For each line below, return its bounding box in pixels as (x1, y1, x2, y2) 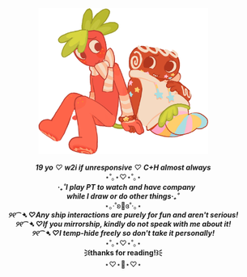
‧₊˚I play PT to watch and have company (57, 182, 196, 191)
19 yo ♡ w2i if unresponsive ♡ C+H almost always (35, 162, 211, 172)
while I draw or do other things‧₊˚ (66, 191, 180, 201)
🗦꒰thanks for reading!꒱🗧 (79, 247, 167, 258)
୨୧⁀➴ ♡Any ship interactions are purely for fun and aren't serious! (7, 210, 239, 220)
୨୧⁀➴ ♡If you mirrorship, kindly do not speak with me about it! (15, 219, 232, 229)
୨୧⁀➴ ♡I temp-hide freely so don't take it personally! (31, 228, 215, 237)
